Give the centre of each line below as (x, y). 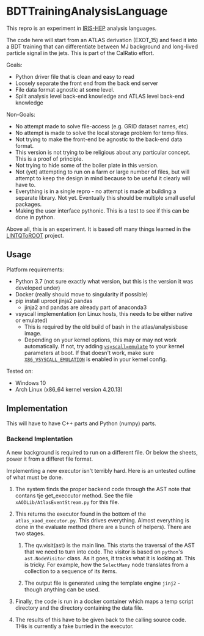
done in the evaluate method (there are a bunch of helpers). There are (103, 527)
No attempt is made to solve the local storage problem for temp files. (102, 133)
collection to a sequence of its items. (71, 571)
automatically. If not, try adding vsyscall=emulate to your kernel (104, 346)
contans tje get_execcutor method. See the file (74, 495)
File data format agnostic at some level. (65, 89)
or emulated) (31, 320)
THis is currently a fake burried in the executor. (75, 626)
